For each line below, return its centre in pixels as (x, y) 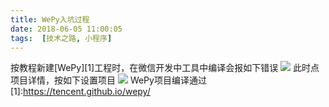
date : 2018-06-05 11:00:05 (66, 29)
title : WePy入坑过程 (50, 19)
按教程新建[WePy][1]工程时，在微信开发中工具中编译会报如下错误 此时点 (165, 68)
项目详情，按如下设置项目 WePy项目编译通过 (108, 80)
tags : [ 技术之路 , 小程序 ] (61, 38)
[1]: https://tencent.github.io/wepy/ (80, 92)
